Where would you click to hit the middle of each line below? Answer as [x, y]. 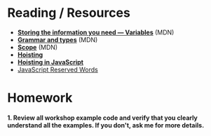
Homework [40, 98]
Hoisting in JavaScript [50, 62]
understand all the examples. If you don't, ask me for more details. [106, 125]
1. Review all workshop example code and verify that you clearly [103, 118]
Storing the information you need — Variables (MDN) [96, 32]
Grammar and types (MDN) [57, 39]
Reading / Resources [69, 13]
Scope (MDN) [38, 47]
